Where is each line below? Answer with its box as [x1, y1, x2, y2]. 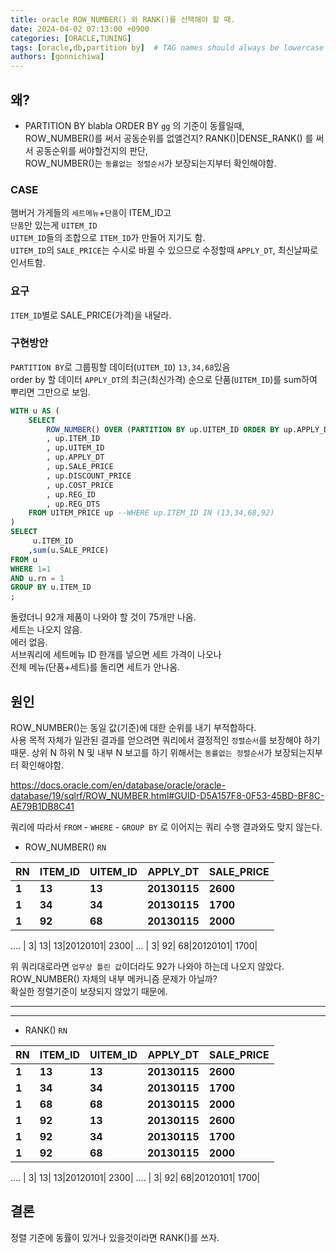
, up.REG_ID [46, 489, 97, 500]
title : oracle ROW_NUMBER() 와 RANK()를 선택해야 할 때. [10, 14, 236, 25]
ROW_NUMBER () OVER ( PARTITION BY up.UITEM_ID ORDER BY [46, 424, 280, 435]
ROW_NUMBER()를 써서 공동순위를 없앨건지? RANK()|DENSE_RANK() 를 [24, 132, 314, 144]
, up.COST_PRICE [46, 480, 114, 490]
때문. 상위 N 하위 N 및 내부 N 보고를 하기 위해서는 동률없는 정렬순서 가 [10, 747, 273, 759]
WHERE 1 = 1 [10, 564, 52, 574]
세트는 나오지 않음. [10, 624, 83, 636]
